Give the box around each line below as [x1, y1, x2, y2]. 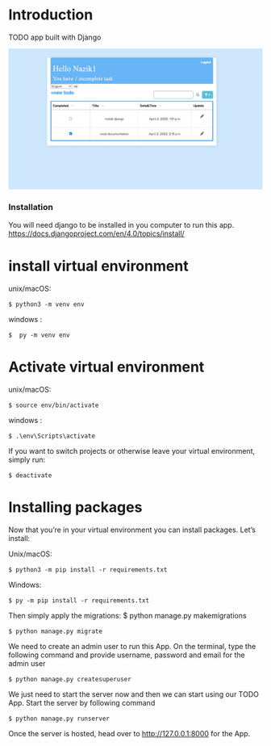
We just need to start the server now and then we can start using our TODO [8, 689, 260, 699]
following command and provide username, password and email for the [8, 650, 245, 660]
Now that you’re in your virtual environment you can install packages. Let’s [8, 525, 256, 534]
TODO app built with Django [8, 32, 102, 42]
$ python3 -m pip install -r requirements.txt [8, 565, 168, 574]
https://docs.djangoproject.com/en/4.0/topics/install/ [8, 228, 186, 238]
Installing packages [8, 498, 143, 516]
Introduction [8, 6, 94, 24]
